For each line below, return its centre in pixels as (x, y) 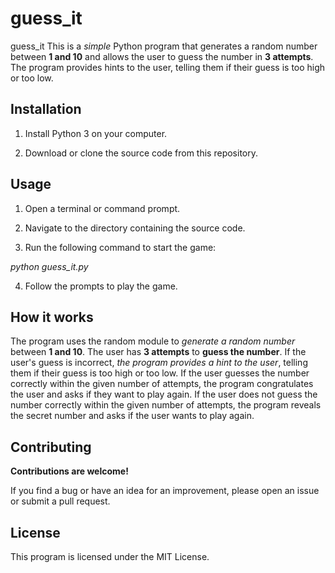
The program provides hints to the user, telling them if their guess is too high (168, 67)
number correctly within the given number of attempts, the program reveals (166, 405)
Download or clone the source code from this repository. (141, 153)
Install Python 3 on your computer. (96, 133)
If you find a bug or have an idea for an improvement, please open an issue (165, 491)
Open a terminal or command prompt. (102, 208)
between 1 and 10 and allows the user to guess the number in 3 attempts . (162, 56)
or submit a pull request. (60, 501)
